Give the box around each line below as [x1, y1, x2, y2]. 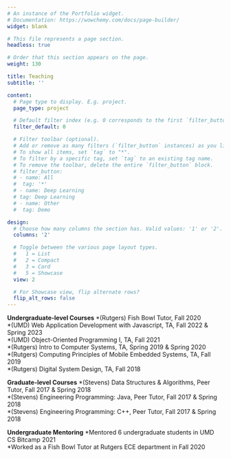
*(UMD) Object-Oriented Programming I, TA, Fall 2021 [7, 335, 160, 344]
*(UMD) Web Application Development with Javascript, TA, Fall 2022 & [7, 321, 208, 329]
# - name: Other [13, 200, 60, 207]
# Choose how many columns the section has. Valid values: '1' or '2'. [13, 225, 223, 232]
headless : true [7, 42, 51, 49]
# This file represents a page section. [7, 35, 125, 42]
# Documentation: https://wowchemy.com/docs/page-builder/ [7, 17, 180, 23]
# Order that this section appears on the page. [7, 54, 149, 61]
